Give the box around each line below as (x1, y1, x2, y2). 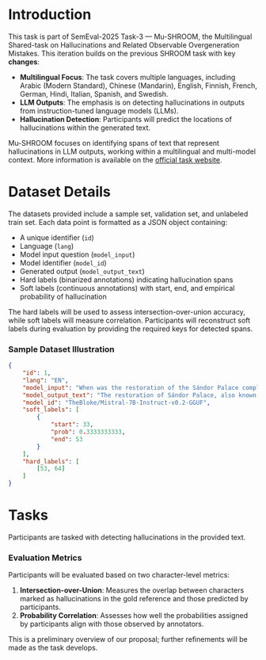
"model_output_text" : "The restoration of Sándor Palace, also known (22, 391, 257, 399)
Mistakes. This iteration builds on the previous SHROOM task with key (8, 48, 236, 58)
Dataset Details (8, 183, 111, 201)
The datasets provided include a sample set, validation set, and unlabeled (8, 208, 249, 219)
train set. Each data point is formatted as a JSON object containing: (8, 217, 228, 227)
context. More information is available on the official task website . (8, 155, 222, 164)
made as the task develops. (8, 643, 98, 653)
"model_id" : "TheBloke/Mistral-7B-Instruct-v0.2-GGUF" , (22, 399, 211, 406)
